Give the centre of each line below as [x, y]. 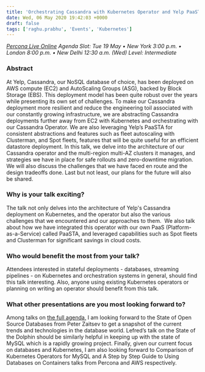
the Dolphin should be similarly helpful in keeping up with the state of [93, 337]
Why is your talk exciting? [45, 194]
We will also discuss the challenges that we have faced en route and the [97, 166]
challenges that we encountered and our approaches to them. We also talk [101, 220]
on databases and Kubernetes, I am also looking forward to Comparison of [100, 350]
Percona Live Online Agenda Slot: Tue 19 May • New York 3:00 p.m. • [94, 46]
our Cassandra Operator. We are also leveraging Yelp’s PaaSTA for [89, 127]
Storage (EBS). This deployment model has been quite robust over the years [102, 94]
